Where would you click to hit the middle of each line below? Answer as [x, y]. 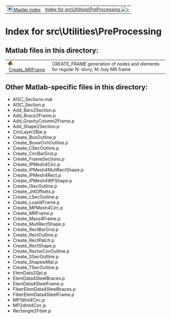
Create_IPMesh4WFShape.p [42, 181]
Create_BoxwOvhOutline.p [40, 143]
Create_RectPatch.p [34, 240]
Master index [27, 9]
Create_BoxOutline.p [34, 137]
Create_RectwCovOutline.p [41, 251]
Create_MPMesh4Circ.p [38, 208]
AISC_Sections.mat [33, 100]
